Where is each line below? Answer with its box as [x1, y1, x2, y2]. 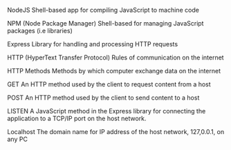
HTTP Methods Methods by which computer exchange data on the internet [7, 67, 221, 75]
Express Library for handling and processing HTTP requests [7, 40, 178, 48]
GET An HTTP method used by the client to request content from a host [7, 80, 211, 88]
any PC [7, 135, 28, 143]
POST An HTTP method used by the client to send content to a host [7, 93, 200, 102]
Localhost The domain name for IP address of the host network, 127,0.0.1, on [7, 128, 225, 135]
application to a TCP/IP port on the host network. [7, 114, 147, 122]
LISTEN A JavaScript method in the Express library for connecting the [7, 107, 206, 115]
